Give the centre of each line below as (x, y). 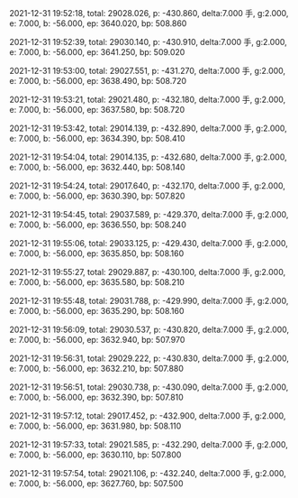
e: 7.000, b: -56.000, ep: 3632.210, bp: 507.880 (97, 369)
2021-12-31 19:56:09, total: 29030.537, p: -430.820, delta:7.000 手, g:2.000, (149, 329)
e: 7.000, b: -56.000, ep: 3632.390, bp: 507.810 (97, 397)
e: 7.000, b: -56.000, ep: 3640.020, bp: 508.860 (98, 23)
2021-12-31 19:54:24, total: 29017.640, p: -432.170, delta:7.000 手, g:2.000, (147, 186)
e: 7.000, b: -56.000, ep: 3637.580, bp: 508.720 (97, 110)
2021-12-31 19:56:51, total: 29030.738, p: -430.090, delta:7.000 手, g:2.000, (149, 387)
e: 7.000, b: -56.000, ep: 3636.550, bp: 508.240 (98, 225)
